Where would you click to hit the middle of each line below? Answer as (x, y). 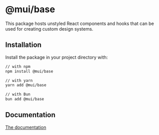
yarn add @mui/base (26, 85)
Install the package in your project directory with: (57, 57)
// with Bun (18, 94)
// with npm (18, 66)
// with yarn (19, 80)
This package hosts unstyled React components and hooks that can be (80, 23)
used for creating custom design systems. (49, 29)
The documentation (26, 127)
